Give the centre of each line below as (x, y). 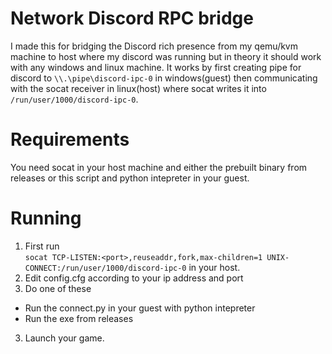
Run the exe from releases (79, 318)
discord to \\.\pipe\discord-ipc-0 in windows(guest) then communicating (164, 78)
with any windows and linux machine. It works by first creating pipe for (156, 67)
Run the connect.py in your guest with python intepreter (140, 308)
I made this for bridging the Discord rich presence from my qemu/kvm (154, 46)
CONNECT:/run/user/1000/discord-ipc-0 (105, 268)
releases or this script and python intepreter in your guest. (130, 178)
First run (42, 246)
